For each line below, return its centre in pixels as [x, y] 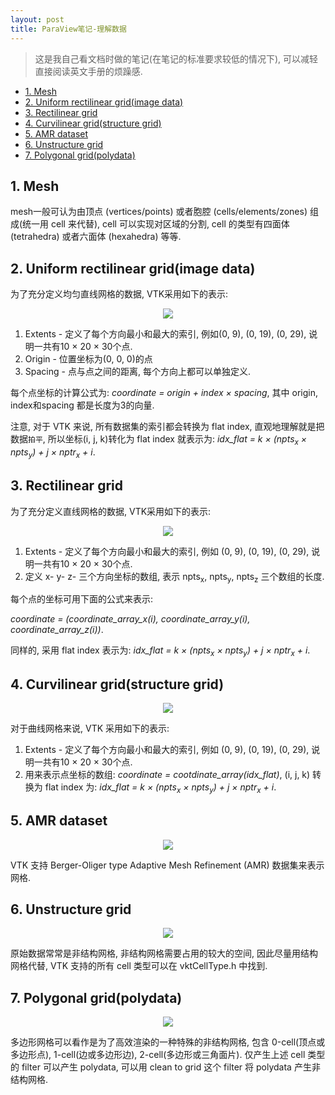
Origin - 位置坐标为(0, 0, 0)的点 [88, 359]
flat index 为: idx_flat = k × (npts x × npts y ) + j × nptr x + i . [160, 788]
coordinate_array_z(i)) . [57, 630]
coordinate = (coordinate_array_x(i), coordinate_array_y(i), [130, 619]
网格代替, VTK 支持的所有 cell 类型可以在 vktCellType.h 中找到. [139, 966]
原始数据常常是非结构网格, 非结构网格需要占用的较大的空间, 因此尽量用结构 [164, 953]
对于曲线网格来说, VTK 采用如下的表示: [90, 728]
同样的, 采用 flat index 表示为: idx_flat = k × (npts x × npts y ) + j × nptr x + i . [160, 651]
